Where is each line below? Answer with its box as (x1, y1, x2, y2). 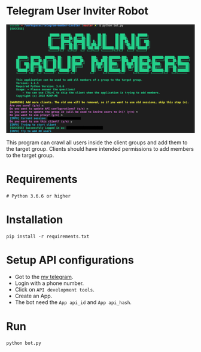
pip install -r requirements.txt (6, 233, 90, 239)
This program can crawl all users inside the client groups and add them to (6, 139, 188, 146)
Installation (6, 213, 63, 226)
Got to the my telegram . (14, 273, 74, 280)
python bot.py (6, 340, 42, 346)
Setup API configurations (6, 253, 135, 267)
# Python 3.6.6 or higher (6, 193, 71, 199)
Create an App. (14, 292, 53, 299)
